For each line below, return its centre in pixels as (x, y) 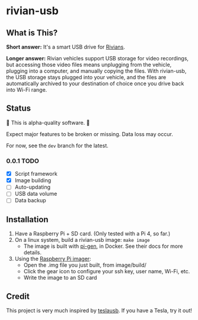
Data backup (30, 201)
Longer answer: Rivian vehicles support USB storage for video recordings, (97, 58)
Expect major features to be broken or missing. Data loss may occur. (90, 134)
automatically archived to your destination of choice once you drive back (95, 83)
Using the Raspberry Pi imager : (53, 259)
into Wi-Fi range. (27, 90)
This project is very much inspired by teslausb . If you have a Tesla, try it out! (99, 311)
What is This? (32, 33)
